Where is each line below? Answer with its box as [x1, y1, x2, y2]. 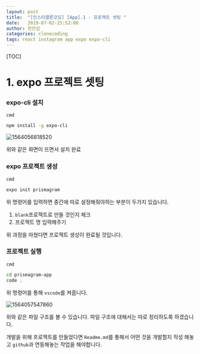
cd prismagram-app [6, 272, 52, 278]
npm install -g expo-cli [6, 123, 68, 129]
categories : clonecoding [6, 31, 68, 37]
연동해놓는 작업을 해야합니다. [35, 341, 102, 348]
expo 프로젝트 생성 [6, 162, 58, 171]
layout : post [6, 8, 39, 15]
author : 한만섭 [6, 25, 41, 32]
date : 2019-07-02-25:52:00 [6, 20, 79, 26]
